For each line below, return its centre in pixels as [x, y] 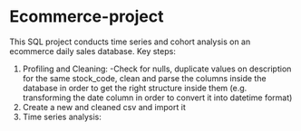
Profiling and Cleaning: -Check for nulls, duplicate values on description [157, 69]
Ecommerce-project [87, 17]
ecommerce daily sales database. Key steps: [93, 51]
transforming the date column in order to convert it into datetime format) [157, 98]
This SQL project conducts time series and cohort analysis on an [130, 42]
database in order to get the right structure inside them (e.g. [135, 88]
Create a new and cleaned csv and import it [104, 107]
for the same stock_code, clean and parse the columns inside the [144, 78]
